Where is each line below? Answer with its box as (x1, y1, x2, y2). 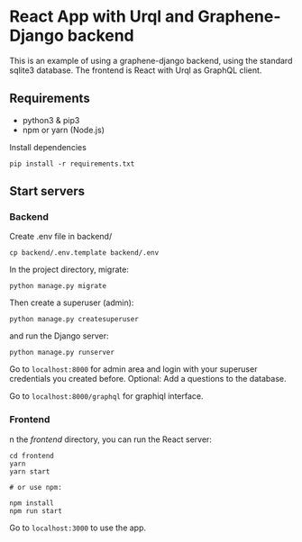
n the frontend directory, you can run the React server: (9, 434, 212, 445)
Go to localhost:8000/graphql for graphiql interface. (9, 391, 205, 402)
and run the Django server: (9, 330, 110, 341)
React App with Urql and (9, 6, 195, 27)
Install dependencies (9, 141, 87, 152)
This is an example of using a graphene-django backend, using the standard (9, 55, 293, 66)
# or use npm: (9, 483, 63, 492)
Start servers (9, 184, 86, 199)
